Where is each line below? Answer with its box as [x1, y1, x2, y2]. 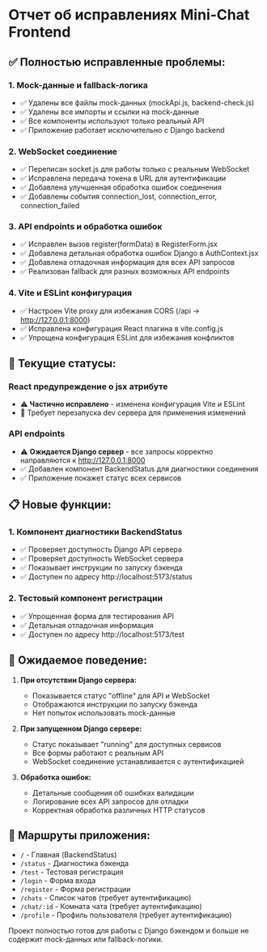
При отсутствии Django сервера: [19, 675, 138, 685]
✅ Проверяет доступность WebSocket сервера [19, 553, 184, 564]
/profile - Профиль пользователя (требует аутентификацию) [19, 910, 232, 920]
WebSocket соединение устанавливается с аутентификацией [32, 756, 244, 766]
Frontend [8, 23, 71, 41]
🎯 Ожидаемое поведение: [8, 654, 148, 668]
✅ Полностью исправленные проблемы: [8, 55, 226, 69]
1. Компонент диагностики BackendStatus [8, 527, 183, 538]
